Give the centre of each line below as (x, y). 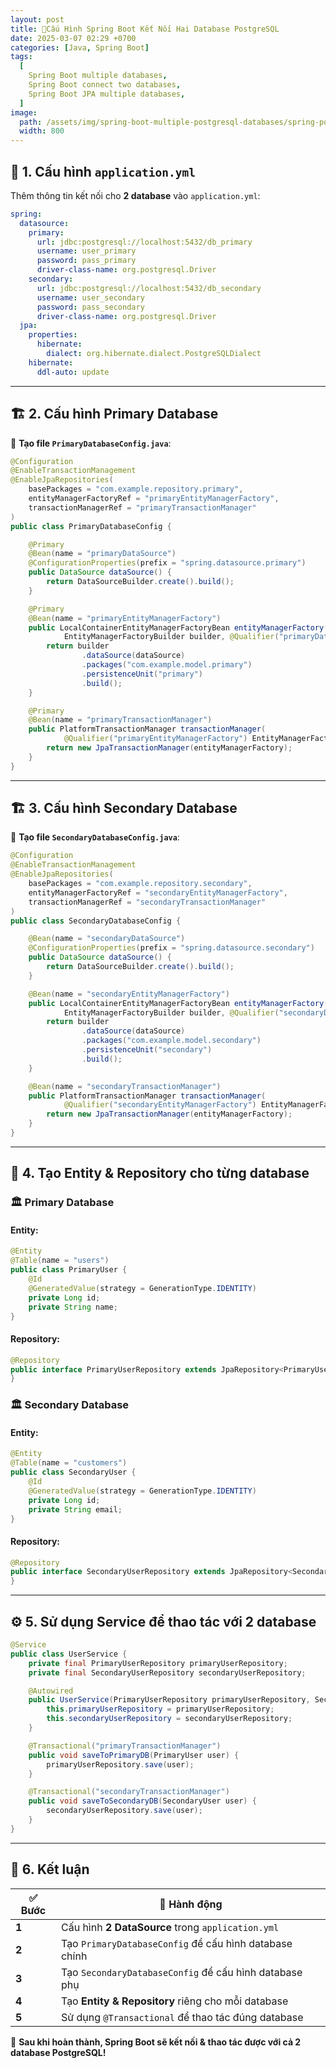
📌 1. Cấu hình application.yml (103, 171)
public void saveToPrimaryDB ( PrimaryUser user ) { (134, 1755)
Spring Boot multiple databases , (98, 76)
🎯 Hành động (191, 1904)
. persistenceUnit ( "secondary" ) (147, 1050)
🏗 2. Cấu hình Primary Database (114, 414)
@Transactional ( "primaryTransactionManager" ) (125, 1746)
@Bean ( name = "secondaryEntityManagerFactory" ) (129, 994)
